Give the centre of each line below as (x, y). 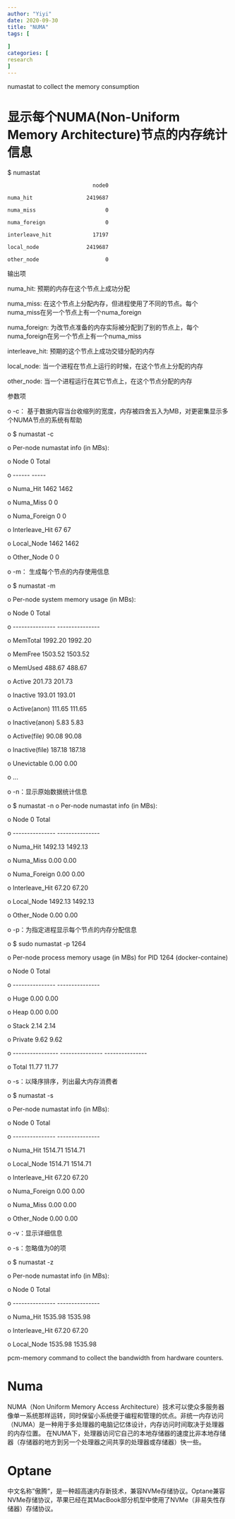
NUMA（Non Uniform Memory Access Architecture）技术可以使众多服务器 (116, 1406)
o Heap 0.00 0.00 (33, 1012)
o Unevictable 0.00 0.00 (42, 763)
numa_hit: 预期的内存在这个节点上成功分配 (69, 288)
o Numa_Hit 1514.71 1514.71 (46, 1150)
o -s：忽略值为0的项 (37, 1248)
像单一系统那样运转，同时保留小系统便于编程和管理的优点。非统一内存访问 (115, 1415)
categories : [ (28, 54)
